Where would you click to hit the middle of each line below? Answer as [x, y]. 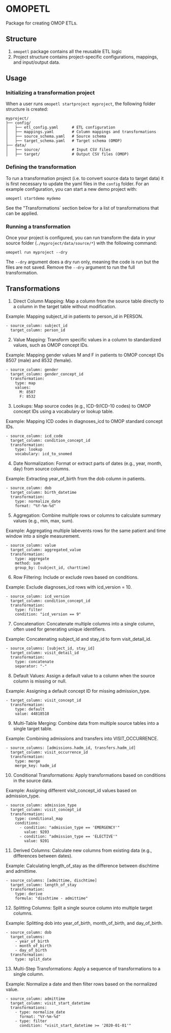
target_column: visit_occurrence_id [49, 752]
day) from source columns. [41, 469]
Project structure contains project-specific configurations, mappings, [85, 57]
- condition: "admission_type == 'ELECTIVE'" [68, 836]
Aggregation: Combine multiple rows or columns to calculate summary [87, 515]
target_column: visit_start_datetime [50, 1003]
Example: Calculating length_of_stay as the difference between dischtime [82, 866]
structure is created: [27, 109]
